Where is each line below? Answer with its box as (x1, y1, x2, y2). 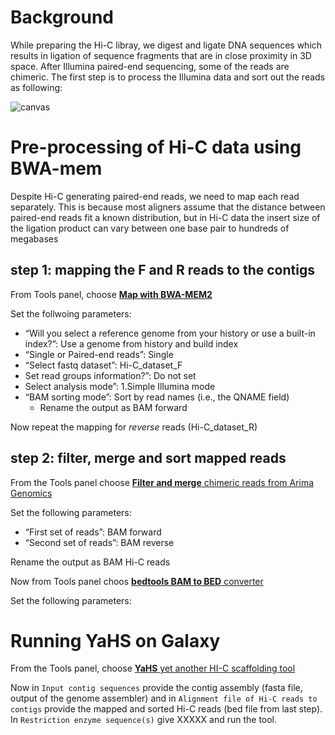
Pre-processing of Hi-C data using (10, 136, 302, 159)
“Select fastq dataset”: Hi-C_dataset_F (24, 359, 183, 371)
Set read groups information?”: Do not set (24, 369, 197, 381)
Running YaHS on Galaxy (10, 629, 221, 652)
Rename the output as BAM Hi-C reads (10, 556, 171, 568)
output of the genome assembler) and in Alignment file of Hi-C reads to (10, 692, 318, 705)
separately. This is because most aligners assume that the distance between (10, 201, 326, 213)
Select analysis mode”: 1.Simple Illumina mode (24, 380, 216, 392)
